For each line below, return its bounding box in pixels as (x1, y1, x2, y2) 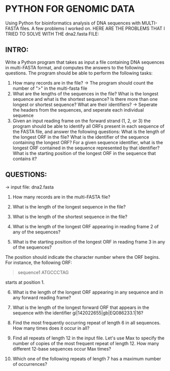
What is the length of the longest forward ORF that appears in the (12, 304, 150, 310)
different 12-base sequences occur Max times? (12, 346, 112, 352)
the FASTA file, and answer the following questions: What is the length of (12, 128, 165, 135)
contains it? (12, 155, 37, 162)
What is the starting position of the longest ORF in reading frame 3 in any (12, 238, 165, 245)
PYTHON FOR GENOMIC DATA (5, 3, 135, 15)
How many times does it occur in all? (12, 325, 90, 331)
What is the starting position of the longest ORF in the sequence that (12, 150, 156, 156)
